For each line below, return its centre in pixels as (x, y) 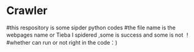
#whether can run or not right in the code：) (62, 42)
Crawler (27, 11)
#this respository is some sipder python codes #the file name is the (91, 28)
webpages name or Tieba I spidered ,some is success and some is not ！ (98, 35)
